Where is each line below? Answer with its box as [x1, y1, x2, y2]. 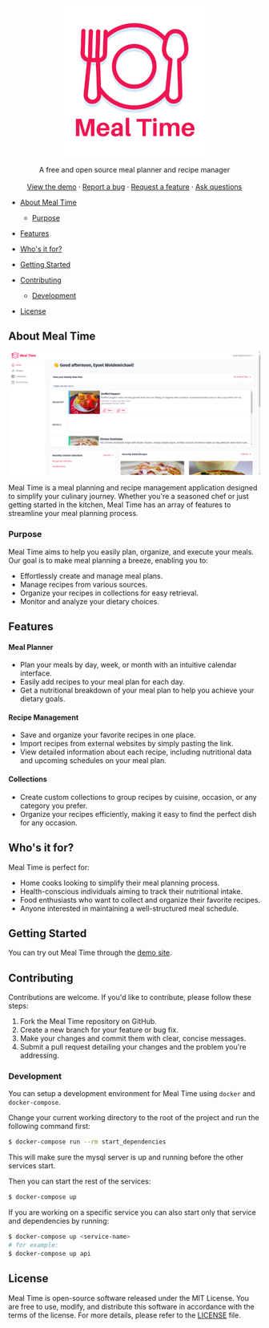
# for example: [8, 1241, 59, 1249]
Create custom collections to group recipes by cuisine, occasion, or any [19, 792, 258, 802]
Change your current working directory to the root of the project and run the [8, 1113, 259, 1123]
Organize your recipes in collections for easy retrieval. [19, 588, 199, 598]
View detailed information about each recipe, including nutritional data [19, 747, 252, 757]
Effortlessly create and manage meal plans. [19, 571, 163, 580]
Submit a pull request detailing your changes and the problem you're [19, 1042, 247, 1052]
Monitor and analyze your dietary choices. [19, 596, 160, 606]
